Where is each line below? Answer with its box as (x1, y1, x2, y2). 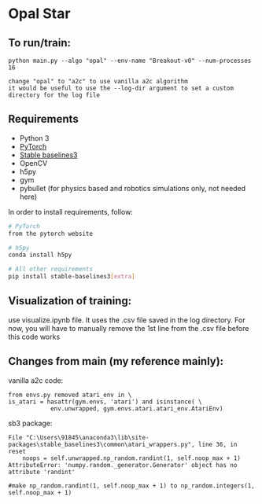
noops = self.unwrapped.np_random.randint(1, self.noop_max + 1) (22, 454, 242, 462)
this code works (8, 332, 61, 341)
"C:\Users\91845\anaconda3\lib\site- (25, 433, 149, 441)
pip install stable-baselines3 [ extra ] (8, 273, 135, 281)
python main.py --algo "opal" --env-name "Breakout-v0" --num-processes (8, 57, 252, 64)
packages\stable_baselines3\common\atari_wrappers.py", (8, 440, 195, 448)
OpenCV (19, 158, 48, 167)
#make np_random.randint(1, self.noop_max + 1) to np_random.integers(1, (8, 481, 256, 490)
